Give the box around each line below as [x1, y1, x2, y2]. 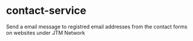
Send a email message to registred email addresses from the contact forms [6, 23, 188, 30]
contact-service [6, 4, 87, 17]
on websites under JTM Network [6, 29, 85, 36]
